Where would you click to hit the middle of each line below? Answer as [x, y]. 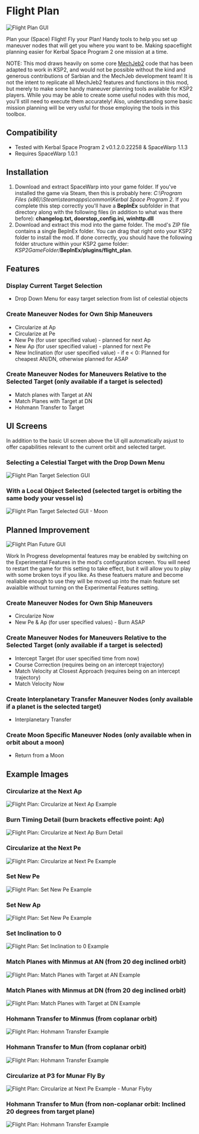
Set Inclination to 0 [34, 934]
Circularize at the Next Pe [44, 848]
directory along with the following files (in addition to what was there [99, 212]
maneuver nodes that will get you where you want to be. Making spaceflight [99, 45]
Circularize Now [34, 616]
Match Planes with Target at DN [53, 401]
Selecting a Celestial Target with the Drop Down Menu [86, 462]
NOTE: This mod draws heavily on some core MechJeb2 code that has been [99, 63]
